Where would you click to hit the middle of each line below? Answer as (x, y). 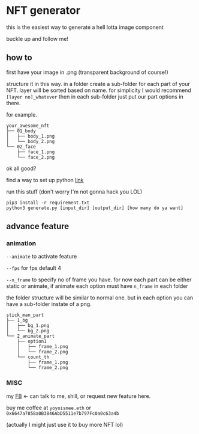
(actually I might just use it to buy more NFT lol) (65, 424)
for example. (22, 114)
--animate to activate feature (42, 257)
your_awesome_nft (28, 126)
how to (19, 58)
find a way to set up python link (45, 180)
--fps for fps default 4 (34, 268)
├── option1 (32, 341)
